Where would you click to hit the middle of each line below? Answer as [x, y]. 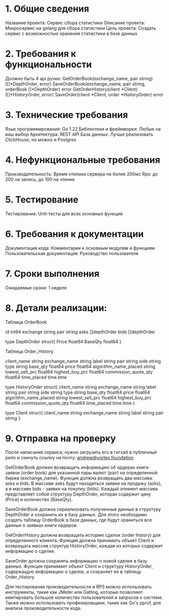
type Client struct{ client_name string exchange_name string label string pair [84, 413]
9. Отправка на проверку [61, 438]
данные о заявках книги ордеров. [41, 525]
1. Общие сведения [47, 9]
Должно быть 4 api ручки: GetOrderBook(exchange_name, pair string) [79, 78]
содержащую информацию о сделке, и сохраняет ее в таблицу [73, 572]
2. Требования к [41, 54]
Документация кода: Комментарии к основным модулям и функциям [80, 248]
